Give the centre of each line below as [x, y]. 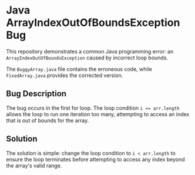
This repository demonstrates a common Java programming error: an [90, 51]
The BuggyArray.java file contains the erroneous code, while [79, 69]
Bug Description [36, 94]
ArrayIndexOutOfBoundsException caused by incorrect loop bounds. [87, 58]
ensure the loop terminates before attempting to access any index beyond [95, 159]
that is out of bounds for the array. [48, 120]
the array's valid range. [34, 166]
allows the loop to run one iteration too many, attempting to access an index [98, 114]
